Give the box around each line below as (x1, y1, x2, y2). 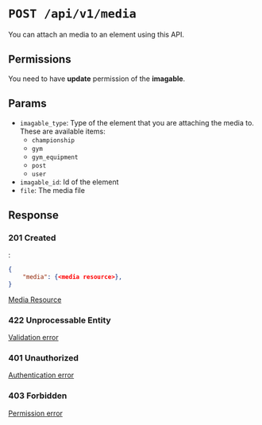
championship (31, 136, 75, 145)
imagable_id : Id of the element (19, 177, 119, 187)
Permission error (8, 408, 64, 418)
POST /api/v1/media (8, 6, 137, 21)
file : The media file (19, 185, 86, 195)
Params (8, 97, 47, 110)
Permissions (8, 52, 71, 66)
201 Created (8, 232, 56, 243)
